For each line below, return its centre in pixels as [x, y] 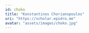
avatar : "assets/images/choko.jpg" [42, 23]
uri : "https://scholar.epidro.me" [41, 18]
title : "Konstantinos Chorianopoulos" [45, 14]
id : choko [15, 9]
